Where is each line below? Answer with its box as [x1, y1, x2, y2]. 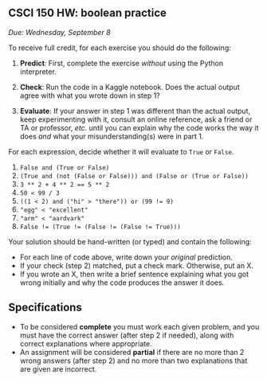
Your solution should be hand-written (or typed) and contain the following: [8, 236, 253, 246]
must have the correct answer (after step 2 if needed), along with [19, 330, 234, 340]
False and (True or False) [19, 163, 110, 172]
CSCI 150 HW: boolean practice [8, 6, 167, 20]
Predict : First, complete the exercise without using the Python [19, 58, 224, 68]
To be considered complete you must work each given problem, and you [19, 322, 260, 331]
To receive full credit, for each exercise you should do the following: [8, 43, 231, 53]
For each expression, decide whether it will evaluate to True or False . [8, 146, 234, 156]
